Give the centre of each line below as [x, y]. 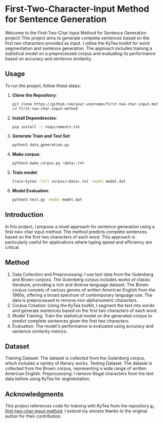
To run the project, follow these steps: [43, 86]
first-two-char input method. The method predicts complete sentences [76, 232]
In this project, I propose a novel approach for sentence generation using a [80, 226]
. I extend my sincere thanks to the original [105, 411]
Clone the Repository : [35, 95]
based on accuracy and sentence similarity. [49, 58]
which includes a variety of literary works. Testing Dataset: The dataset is [79, 363]
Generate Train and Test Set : [42, 136]
